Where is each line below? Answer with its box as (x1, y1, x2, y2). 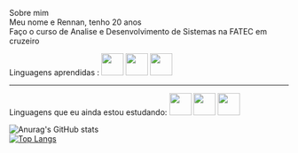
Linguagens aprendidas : (9, 67, 100, 78)
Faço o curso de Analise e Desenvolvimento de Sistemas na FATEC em (9, 27, 268, 36)
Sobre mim (9, 8, 50, 18)
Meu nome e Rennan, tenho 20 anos (9, 17, 142, 27)
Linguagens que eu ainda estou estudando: (9, 107, 168, 118)
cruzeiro (9, 35, 40, 46)
